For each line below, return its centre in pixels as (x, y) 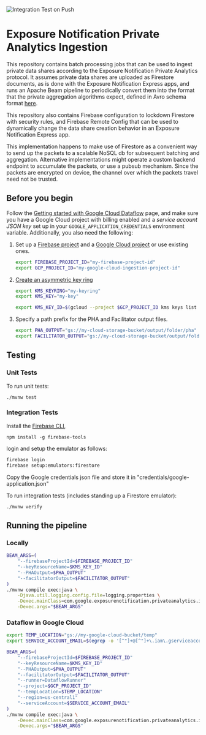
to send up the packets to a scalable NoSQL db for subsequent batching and (103, 153)
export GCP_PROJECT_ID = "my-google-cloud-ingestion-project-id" (98, 268)
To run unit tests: (28, 386)
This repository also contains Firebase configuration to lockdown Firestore (100, 115)
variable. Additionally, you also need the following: (70, 232)
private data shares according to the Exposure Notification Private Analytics (102, 70)
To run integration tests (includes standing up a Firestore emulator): (91, 496)
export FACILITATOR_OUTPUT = (51, 336)
